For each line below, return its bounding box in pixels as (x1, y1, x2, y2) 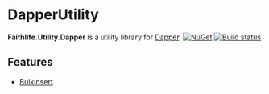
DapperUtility (7, 6, 100, 24)
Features (7, 55, 53, 69)
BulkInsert (19, 76, 53, 86)
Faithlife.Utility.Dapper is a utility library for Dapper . (7, 32, 182, 42)
